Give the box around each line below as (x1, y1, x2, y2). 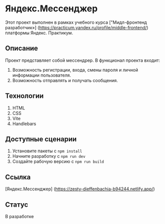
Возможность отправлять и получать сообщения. (12, 77, 118, 83)
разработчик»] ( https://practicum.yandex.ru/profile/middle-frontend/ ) (5, 24, 149, 30)
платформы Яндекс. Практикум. (5, 30, 73, 36)
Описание (5, 44, 38, 52)
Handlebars (12, 121, 36, 127)
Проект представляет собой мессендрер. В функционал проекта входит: (5, 57, 160, 63)
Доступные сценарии (5, 134, 77, 143)
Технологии (5, 92, 44, 100)
